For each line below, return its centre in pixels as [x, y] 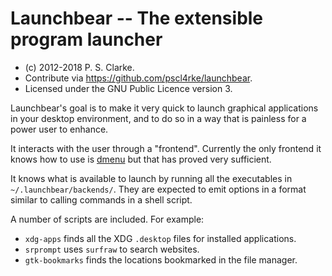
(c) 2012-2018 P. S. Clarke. [79, 67]
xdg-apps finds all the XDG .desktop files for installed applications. [160, 238]
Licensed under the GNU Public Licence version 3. [128, 88]
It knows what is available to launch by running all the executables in [151, 178]
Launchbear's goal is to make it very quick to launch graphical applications [164, 108]
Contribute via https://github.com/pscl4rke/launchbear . [138, 78]
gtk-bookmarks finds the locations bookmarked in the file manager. [161, 259]
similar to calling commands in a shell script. [101, 199]
